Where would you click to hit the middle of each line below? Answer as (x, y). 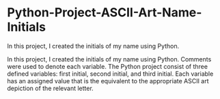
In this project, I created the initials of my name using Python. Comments (109, 59)
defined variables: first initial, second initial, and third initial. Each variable (110, 74)
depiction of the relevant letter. (50, 88)
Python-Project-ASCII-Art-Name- (105, 13)
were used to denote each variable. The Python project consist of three (108, 66)
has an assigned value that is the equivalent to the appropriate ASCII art (108, 81)
